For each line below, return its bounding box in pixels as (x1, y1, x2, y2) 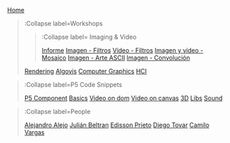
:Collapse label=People (24, 108, 91, 115)
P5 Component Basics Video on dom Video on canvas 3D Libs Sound (24, 94, 223, 102)
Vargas (24, 128, 45, 136)
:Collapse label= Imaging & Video (41, 33, 137, 41)
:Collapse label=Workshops (24, 19, 103, 27)
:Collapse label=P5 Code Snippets (24, 81, 123, 89)
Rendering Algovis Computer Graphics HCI (24, 67, 147, 75)
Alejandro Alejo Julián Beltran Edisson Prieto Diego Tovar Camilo (24, 121, 210, 129)
